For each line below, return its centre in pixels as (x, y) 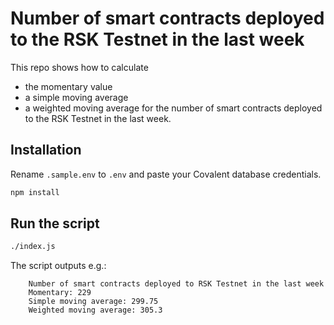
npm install (35, 192)
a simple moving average (76, 97)
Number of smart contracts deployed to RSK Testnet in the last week (176, 284)
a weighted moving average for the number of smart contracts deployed (173, 108)
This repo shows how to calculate (79, 67)
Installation (46, 150)
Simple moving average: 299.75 (93, 302)
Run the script (55, 223)
